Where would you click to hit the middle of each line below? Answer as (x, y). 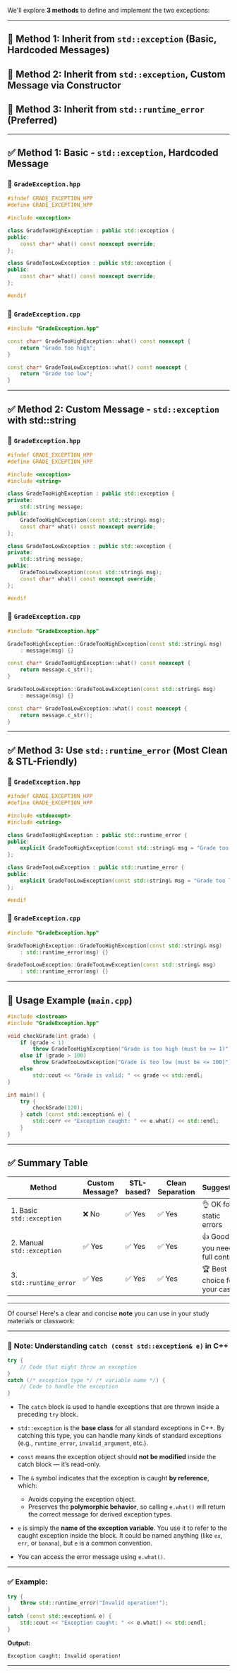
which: (27, 1485)
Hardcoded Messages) (59, 50)
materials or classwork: (41, 1320)
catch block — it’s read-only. (59, 1464)
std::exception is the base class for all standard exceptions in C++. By (121, 1428)
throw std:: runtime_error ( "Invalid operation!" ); (95, 1603)
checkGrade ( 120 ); (58, 1108)
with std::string (42, 420)
